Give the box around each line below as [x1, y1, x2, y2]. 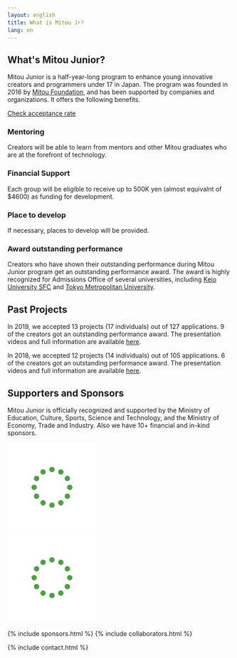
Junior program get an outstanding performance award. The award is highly [7, 268, 230, 276]
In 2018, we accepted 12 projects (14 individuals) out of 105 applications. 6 [7, 351, 226, 360]
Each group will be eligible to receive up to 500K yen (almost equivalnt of [7, 184, 222, 193]
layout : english [7, 11, 56, 19]
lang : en [7, 26, 33, 33]
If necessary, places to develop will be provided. [7, 226, 149, 235]
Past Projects [7, 303, 68, 315]
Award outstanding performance [7, 244, 123, 254]
